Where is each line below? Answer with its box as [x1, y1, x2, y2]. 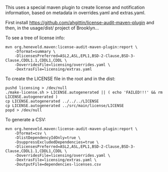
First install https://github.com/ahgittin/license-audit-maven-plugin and [5, 20, 154, 25]
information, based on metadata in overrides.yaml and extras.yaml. [5, 10, 146, 16]
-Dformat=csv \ [14, 131, 47, 136]
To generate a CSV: [5, 117, 46, 122]
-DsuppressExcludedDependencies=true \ [14, 140, 99, 145]
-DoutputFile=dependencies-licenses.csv [14, 162, 101, 167]
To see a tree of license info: [5, 35, 65, 41]
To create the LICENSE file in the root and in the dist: [5, 76, 116, 82]
